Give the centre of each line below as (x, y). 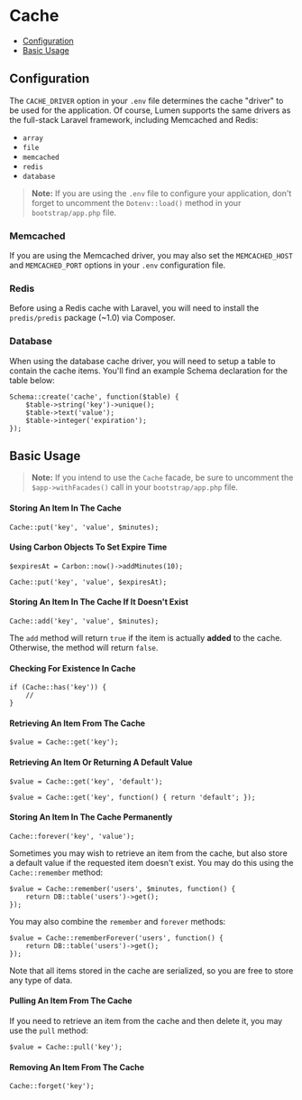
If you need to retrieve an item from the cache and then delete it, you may (146, 1021)
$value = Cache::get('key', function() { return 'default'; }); (133, 797)
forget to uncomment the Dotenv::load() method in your (136, 202)
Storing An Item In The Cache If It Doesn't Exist (99, 602)
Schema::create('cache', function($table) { (94, 397)
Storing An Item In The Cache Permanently (91, 817)
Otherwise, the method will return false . (84, 648)
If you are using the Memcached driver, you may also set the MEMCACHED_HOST (151, 256)
